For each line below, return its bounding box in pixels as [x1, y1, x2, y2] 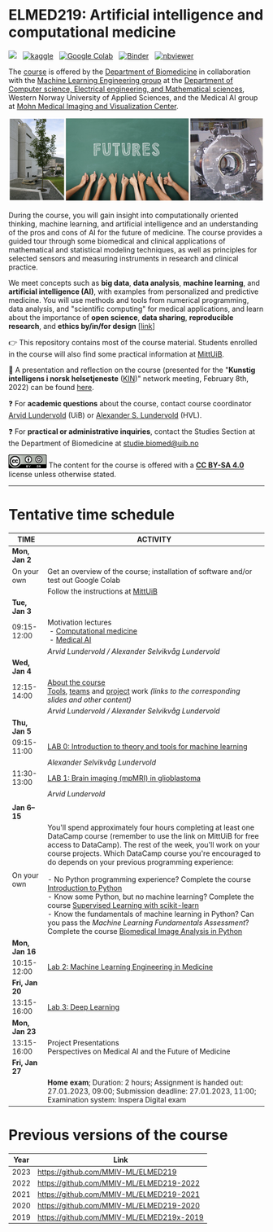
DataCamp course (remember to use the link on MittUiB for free [47, 831, 259, 841]
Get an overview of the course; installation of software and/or [47, 566, 253, 576]
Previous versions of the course [8, 1126, 228, 1145]
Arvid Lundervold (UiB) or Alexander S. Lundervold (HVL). [8, 410, 202, 420]
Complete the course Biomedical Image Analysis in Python [47, 927, 243, 936]
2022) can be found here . [8, 383, 95, 392]
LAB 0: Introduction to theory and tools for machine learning [47, 742, 248, 752]
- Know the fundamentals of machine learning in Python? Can [47, 910, 254, 919]
